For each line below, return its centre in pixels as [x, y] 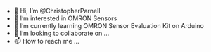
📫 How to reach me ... [46, 41]
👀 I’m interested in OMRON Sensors [65, 18]
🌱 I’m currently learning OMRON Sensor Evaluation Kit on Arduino [109, 26]
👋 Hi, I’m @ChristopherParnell [57, 11]
